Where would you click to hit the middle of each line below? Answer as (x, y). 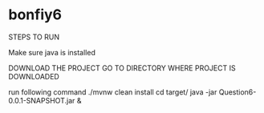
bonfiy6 (35, 15)
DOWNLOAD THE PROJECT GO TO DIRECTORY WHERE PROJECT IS (122, 68)
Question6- (238, 92)
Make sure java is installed (52, 52)
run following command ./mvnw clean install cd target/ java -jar (113, 92)
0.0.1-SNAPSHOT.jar (42, 100)
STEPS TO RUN (34, 37)
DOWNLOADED (34, 76)
